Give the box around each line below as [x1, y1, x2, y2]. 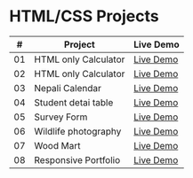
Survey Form [34, 111, 88, 123]
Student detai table [34, 96, 114, 108]
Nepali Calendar [34, 81, 102, 94]
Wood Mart [34, 139, 81, 151]
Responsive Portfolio [34, 153, 121, 166]
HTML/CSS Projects [9, 6, 159, 27]
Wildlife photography [34, 125, 122, 137]
